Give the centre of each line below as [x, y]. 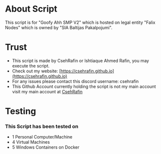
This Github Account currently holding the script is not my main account [84, 86]
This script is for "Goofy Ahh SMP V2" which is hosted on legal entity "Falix [80, 22]
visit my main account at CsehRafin [47, 91]
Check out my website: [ [36, 71]
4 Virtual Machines [31, 142]
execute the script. [31, 66]
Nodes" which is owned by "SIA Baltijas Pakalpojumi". [59, 27]
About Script [31, 9]
